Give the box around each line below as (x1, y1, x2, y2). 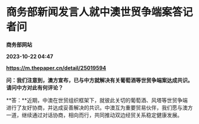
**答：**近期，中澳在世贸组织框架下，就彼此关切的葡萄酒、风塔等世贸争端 (6, 96, 188, 104)
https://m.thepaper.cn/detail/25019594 (6, 64, 107, 71)
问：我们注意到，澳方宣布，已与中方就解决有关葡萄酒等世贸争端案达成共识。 (6, 77, 193, 84)
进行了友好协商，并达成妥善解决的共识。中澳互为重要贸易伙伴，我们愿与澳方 (6, 104, 193, 111)
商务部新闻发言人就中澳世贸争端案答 (6, 5, 183, 19)
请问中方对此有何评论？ (6, 84, 63, 91)
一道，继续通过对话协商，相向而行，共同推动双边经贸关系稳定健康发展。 (6, 111, 182, 119)
